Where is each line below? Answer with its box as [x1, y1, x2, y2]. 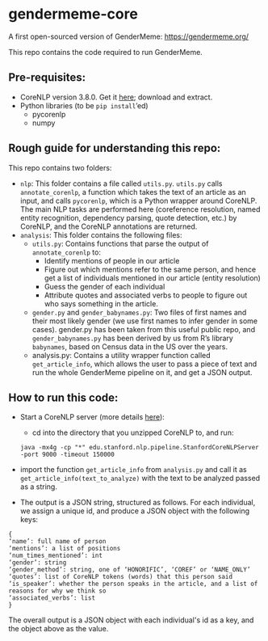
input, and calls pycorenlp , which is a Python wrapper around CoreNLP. [19, 196, 258, 205]
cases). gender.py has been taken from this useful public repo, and [31, 324, 256, 334]
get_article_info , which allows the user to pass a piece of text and [31, 359, 258, 369]
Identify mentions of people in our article [44, 255, 180, 265]
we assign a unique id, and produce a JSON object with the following [19, 506, 250, 516]
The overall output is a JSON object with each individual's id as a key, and [8, 615, 254, 625]
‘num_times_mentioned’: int [8, 551, 103, 560]
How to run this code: [8, 390, 119, 404]
